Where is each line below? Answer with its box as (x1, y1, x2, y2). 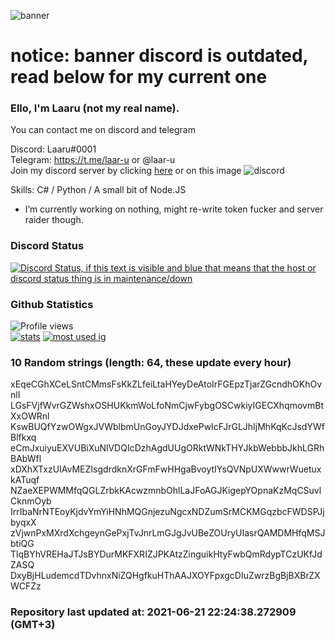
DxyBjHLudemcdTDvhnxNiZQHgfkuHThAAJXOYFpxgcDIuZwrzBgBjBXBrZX (10, 570, 321, 582)
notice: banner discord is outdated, (10, 45, 309, 67)
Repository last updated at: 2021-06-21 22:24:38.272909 (10, 605, 297, 619)
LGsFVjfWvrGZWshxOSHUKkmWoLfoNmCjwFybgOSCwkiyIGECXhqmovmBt (10, 400, 324, 412)
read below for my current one (10, 66, 268, 89)
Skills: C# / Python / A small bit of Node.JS (10, 184, 187, 196)
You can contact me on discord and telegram (10, 124, 196, 136)
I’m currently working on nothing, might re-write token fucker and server (24, 203, 324, 215)
